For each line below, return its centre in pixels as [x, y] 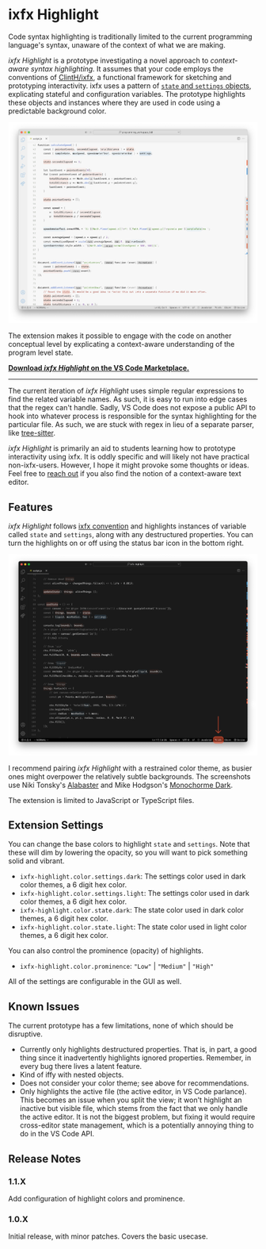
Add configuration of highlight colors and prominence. [97, 1198]
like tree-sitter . [32, 433]
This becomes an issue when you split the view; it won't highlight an [131, 1100]
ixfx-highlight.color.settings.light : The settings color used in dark [134, 894]
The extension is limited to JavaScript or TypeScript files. [101, 800]
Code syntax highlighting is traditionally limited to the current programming [130, 37]
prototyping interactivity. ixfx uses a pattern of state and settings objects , [130, 86]
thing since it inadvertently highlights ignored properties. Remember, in [135, 1058]
